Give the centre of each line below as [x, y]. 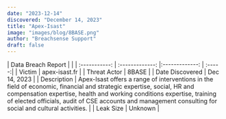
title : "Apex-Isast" [37, 26]
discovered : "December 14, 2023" [55, 20]
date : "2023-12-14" [35, 13]
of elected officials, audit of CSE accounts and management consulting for [112, 101]
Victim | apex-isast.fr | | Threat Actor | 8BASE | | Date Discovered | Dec [119, 72]
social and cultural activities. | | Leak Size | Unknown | [83, 108]
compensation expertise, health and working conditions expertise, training [112, 94]
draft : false [26, 45]
